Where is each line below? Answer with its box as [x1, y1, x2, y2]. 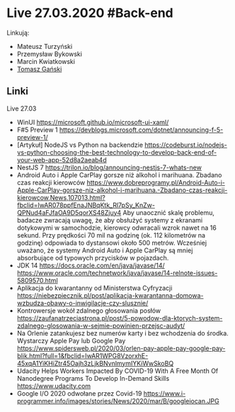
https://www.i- [143, 389, 186, 398]
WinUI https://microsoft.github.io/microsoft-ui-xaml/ [16, 118, 169, 126]
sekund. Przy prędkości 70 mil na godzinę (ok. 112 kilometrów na [16, 230, 206, 239]
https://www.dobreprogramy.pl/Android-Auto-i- [86, 178, 226, 186]
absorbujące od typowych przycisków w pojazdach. [16, 253, 169, 262]
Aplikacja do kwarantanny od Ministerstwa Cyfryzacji [16, 284, 173, 292]
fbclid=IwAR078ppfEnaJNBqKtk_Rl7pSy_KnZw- [16, 201, 155, 209]
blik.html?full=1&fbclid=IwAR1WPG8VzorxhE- [16, 351, 149, 360]
